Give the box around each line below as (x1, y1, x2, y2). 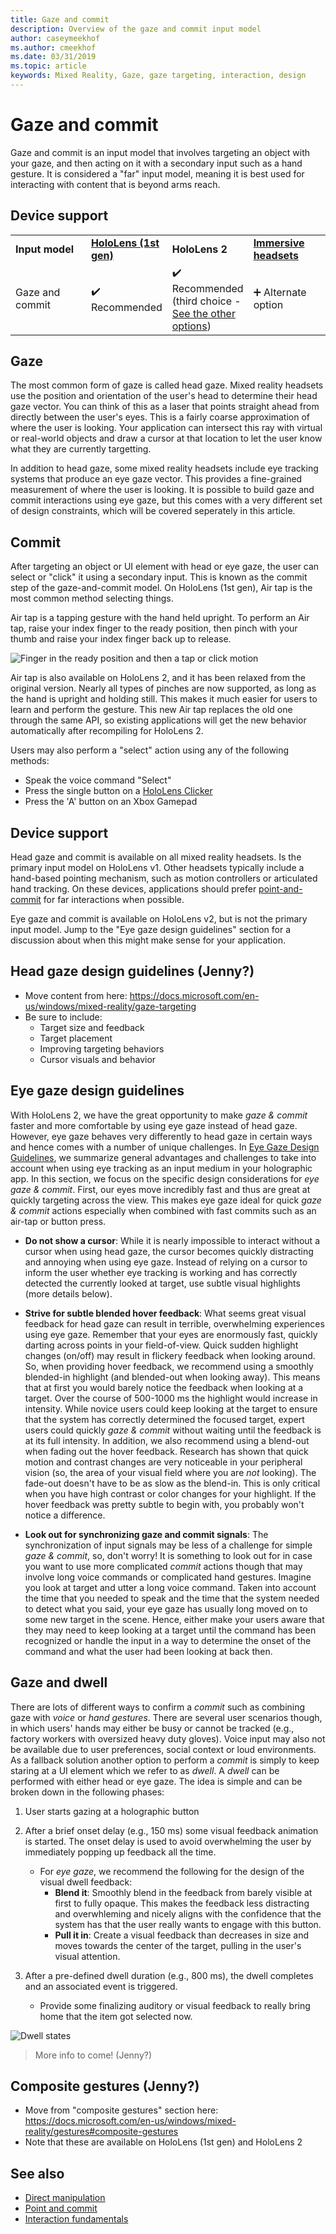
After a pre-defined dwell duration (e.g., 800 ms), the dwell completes (24, 1969, 314, 1981)
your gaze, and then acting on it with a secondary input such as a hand (10, 157, 303, 169)
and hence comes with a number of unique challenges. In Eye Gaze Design (10, 1141, 320, 1153)
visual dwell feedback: (39, 1876, 133, 1888)
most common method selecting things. (10, 592, 174, 605)
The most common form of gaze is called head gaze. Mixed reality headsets (10, 379, 324, 391)
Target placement (39, 1032, 113, 1044)
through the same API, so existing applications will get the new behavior (10, 714, 307, 726)
